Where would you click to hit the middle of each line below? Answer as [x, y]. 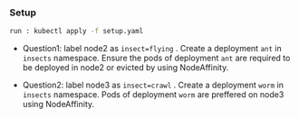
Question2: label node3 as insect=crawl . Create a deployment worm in [153, 85]
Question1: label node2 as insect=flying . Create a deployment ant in [152, 49]
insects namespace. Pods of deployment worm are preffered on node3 [153, 95]
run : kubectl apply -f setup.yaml [77, 32]
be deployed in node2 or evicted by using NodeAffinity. [125, 68]
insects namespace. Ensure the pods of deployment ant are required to [156, 58]
